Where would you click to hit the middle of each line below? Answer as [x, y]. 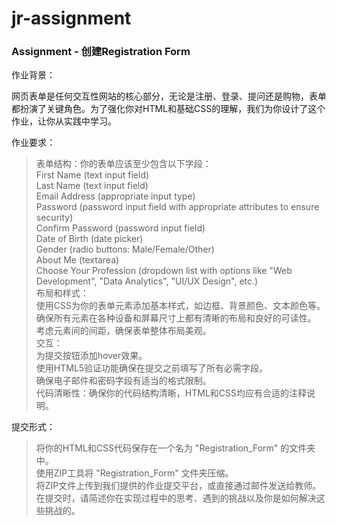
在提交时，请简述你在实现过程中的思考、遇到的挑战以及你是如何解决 [176, 498]
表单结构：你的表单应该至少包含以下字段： [123, 164]
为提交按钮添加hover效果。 [91, 356]
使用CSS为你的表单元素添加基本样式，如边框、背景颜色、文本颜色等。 [180, 306]
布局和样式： [62, 293]
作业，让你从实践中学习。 [64, 121]
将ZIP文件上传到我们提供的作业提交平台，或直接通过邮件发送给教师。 [178, 486]
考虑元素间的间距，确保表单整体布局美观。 [123, 331]
